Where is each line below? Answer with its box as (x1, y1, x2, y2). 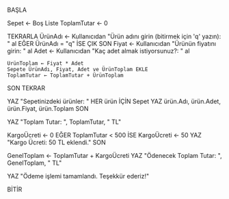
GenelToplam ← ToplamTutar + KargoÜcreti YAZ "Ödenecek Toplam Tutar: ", (7, 152, 222, 159)
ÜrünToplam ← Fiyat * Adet (7, 60, 84, 67)
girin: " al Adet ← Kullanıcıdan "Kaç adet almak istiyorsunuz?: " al (7, 47, 190, 55)
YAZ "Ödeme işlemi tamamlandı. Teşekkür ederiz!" (7, 172, 149, 180)
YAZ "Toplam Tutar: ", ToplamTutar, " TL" (7, 118, 122, 126)
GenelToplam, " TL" (7, 159, 62, 167)
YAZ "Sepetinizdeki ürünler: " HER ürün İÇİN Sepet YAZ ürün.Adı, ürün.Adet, (7, 97, 221, 105)
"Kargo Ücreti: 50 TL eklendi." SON (7, 138, 106, 146)
